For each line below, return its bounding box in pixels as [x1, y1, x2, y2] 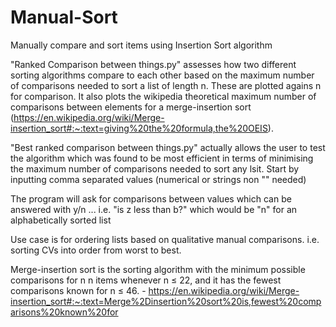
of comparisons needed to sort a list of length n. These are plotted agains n [10, 79, 322, 91]
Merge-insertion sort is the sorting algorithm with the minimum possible [10, 263, 306, 275]
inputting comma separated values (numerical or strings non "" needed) [10, 173, 307, 185]
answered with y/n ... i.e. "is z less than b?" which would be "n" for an [10, 203, 298, 215]
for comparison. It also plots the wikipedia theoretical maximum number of [10, 90, 317, 102]
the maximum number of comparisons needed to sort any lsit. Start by [10, 162, 300, 175]
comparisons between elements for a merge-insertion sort [10, 101, 252, 113]
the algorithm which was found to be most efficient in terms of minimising [10, 152, 314, 164]
